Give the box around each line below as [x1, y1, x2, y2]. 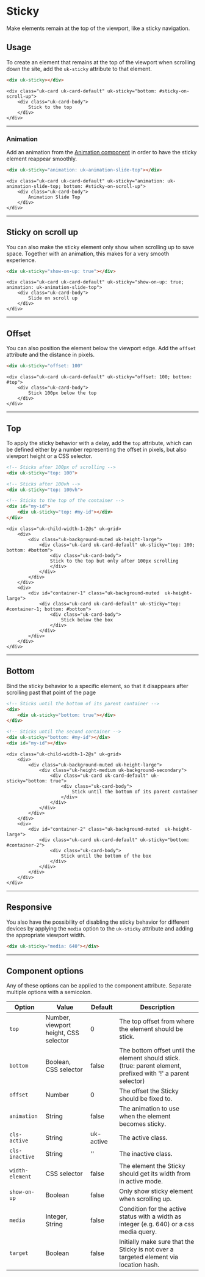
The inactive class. [118, 1150, 173, 1158]
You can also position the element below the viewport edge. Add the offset [6, 345, 196, 352]
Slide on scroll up [28, 295, 78, 301]
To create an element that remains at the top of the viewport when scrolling [6, 58, 196, 66]
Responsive [6, 902, 52, 913]
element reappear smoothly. [6, 155, 77, 162]
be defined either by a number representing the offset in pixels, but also [6, 446, 187, 453]
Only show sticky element [118, 1187, 193, 1196]
